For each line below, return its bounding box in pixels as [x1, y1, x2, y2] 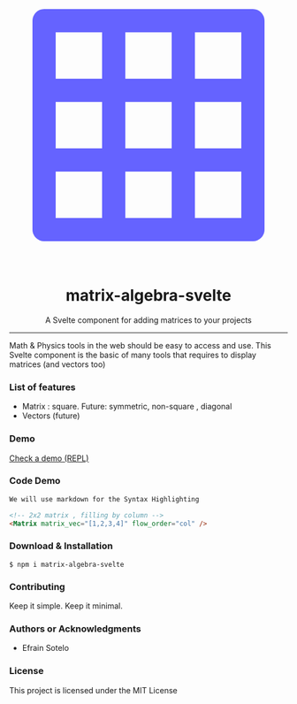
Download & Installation [9, 539, 113, 552]
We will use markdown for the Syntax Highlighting [9, 494, 200, 503]
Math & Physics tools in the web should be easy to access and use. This [9, 340, 271, 350]
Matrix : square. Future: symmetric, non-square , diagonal [21, 402, 232, 412]
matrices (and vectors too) [9, 358, 106, 370]
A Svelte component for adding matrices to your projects [45, 314, 252, 325]
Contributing [9, 580, 65, 593]
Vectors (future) [21, 410, 80, 421]
